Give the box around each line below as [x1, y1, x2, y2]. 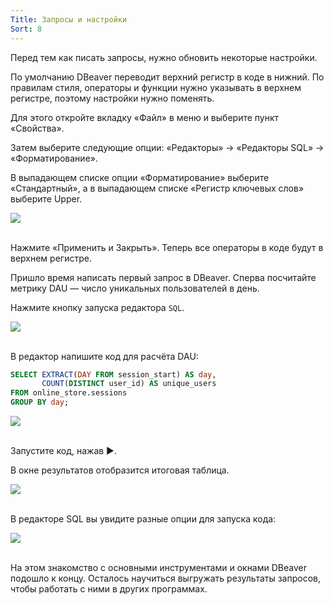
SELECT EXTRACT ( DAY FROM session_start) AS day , [10, 369, 217, 380]
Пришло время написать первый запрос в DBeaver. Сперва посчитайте [10, 271, 317, 283]
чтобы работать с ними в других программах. [10, 583, 208, 595]
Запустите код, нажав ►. [10, 445, 117, 456]
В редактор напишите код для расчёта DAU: [10, 350, 199, 362]
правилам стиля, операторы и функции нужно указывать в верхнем [10, 81, 302, 93]
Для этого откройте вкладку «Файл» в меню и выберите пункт [10, 111, 280, 123]
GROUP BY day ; [10, 397, 70, 408]
